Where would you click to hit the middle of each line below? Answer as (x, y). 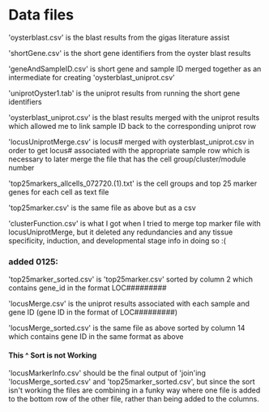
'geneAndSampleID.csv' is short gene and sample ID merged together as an (135, 69)
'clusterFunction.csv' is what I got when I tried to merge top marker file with (134, 223)
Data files (41, 15)
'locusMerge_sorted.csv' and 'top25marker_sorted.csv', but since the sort (132, 382)
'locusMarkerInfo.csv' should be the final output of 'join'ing (107, 373)
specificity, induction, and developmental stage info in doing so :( (117, 240)
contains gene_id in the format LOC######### (88, 288)
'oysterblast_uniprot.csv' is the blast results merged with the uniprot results (134, 117)
